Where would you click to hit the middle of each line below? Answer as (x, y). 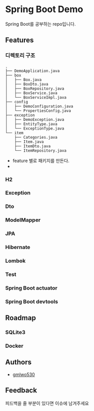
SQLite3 (15, 333)
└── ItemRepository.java (40, 150)
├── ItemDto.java (33, 146)
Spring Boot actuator (31, 288)
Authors (18, 362)
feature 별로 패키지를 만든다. (41, 160)
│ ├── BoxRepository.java (35, 89)
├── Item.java (29, 142)
